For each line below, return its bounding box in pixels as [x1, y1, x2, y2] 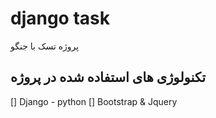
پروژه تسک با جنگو [10, 40, 80, 52]
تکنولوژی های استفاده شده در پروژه [10, 69, 207, 86]
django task [10, 7, 110, 30]
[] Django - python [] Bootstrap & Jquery [10, 95, 178, 107]
